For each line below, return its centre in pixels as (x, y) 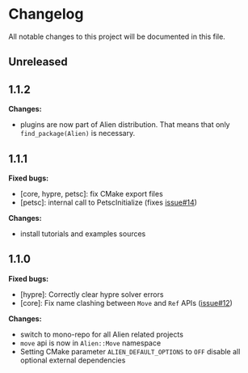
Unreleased (38, 62)
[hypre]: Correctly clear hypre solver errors (92, 294)
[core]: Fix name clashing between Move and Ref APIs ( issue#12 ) (126, 303)
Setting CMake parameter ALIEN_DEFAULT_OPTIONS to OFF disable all (130, 351)
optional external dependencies (73, 360)
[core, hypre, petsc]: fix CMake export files (91, 193)
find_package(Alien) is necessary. (78, 134)
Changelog (46, 14)
